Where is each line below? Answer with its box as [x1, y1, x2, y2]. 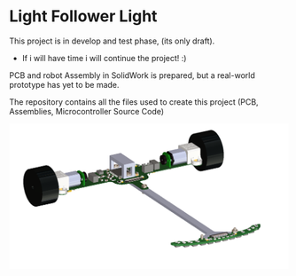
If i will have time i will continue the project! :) [21, 52, 187, 63]
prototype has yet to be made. [9, 79, 120, 90]
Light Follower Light [9, 6, 158, 27]
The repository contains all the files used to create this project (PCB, [9, 96, 259, 107]
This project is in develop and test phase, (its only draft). [9, 35, 215, 46]
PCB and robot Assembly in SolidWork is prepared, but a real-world [9, 69, 255, 81]
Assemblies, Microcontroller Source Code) [9, 106, 165, 116]
